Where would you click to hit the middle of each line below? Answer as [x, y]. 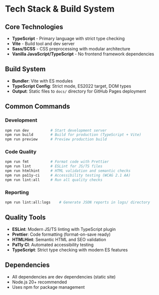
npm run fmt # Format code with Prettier [57, 162]
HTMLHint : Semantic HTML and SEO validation [59, 239]
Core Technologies [34, 27]
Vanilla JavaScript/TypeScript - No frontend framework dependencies [83, 54]
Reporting [17, 192]
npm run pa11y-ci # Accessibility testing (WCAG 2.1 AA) [68, 176]
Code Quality [21, 152]
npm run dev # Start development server [56, 130]
